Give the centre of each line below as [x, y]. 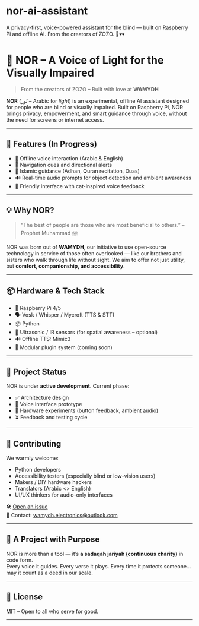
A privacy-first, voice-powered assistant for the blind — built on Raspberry [97, 27]
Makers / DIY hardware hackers [53, 482]
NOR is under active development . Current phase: [68, 386]
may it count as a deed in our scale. [49, 573]
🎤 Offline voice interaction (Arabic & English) [69, 158]
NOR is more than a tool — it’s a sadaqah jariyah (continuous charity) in [95, 554]
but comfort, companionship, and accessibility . [66, 266]
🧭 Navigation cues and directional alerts [63, 165]
